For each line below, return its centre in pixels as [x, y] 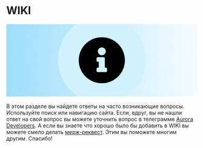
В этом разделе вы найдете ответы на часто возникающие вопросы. [95, 106]
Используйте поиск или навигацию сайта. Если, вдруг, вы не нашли [94, 113]
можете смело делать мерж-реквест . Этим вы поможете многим [92, 132]
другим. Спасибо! [29, 139]
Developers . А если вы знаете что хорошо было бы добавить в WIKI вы [98, 126]
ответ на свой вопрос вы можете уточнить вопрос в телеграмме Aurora [100, 119]
